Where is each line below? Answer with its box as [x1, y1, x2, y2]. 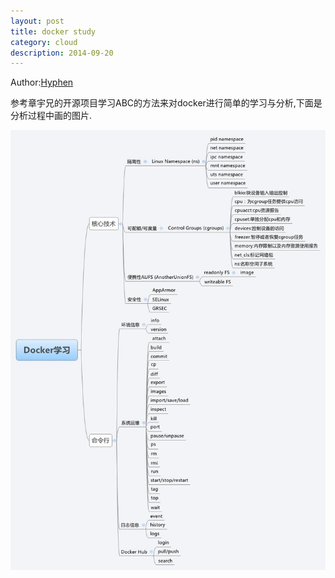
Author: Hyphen [10, 76, 74, 89]
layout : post [10, 16, 65, 26]
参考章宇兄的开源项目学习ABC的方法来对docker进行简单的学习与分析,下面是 [10, 97, 323, 109]
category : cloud [10, 37, 78, 47]
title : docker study [10, 26, 97, 37]
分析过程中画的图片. [10, 110, 93, 122]
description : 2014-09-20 [10, 48, 114, 58]
